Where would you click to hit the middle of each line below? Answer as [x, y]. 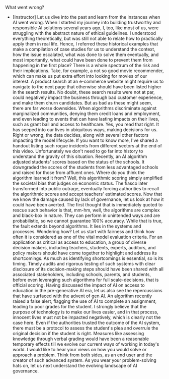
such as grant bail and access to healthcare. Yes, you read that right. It [86, 124]
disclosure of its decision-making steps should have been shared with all [88, 269]
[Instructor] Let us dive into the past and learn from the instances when [86, 17]
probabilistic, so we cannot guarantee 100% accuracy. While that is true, [88, 221]
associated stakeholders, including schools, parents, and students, [81, 274]
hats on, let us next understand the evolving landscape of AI [75, 366]
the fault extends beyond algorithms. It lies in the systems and [77, 226]
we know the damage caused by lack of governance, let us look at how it [88, 199]
